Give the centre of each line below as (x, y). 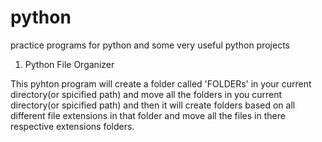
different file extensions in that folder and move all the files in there (148, 115)
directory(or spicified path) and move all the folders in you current (146, 94)
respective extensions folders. (72, 126)
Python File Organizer (69, 64)
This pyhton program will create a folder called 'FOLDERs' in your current (161, 83)
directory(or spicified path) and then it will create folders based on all (153, 105)
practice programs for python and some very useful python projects (150, 45)
